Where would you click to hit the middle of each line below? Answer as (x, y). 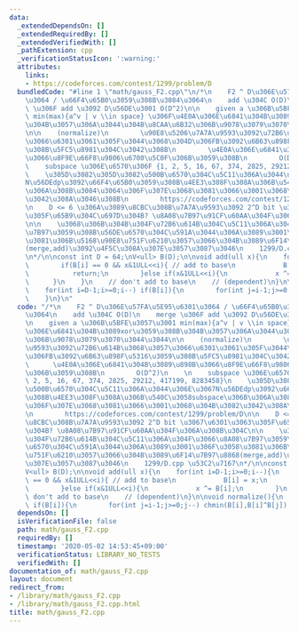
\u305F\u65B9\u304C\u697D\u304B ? (87, 216)
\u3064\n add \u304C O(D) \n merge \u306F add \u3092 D (140, 315)
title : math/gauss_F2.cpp (57, 612)
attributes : (39, 68)
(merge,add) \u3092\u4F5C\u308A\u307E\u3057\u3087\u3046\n (134, 249)
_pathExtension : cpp (55, 51)
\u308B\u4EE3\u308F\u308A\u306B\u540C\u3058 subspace (125, 398)
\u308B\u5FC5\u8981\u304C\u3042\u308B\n (101, 149)
